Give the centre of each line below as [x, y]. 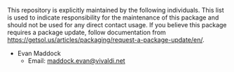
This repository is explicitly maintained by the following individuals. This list [116, 10]
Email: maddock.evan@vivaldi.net [76, 61]
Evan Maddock [39, 53]
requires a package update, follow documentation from [87, 32]
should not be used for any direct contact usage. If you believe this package [117, 25]
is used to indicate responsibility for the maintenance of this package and [113, 17]
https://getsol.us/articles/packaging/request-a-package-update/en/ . [106, 40]
